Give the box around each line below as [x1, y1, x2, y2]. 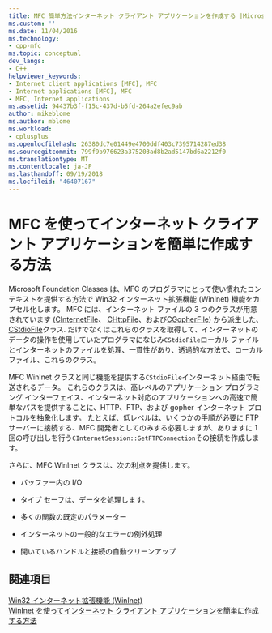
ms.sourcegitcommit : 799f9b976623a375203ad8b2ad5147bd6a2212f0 [8, 148, 227, 156]
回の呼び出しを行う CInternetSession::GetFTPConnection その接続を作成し [8, 433, 253, 443]
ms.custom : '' [8, 19, 57, 28]
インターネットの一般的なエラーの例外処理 [19, 528, 163, 539]
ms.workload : [8, 125, 53, 133]
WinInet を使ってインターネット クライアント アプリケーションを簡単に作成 [8, 605, 259, 615]
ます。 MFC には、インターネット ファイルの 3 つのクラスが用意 [43, 304, 257, 314]
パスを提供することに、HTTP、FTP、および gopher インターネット [22, 402, 246, 412]
